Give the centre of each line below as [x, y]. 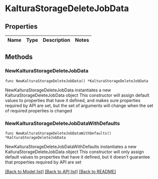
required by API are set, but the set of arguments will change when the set [79, 106]
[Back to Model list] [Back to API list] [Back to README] [61, 171]
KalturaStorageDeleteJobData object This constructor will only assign [75, 152]
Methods [19, 57]
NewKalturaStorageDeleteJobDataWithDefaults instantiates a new [71, 146]
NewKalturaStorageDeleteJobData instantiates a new [58, 90]
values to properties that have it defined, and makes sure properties [73, 100]
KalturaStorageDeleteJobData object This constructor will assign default [77, 95]
